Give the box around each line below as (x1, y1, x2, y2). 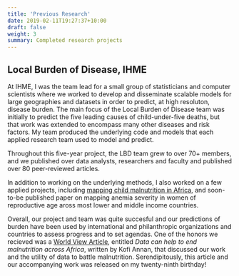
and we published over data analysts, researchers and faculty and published (7, 156, 233, 165)
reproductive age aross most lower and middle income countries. (7, 200, 199, 209)
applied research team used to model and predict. (7, 135, 155, 143)
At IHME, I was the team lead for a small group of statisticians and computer (7, 82, 231, 91)
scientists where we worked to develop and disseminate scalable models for (7, 90, 232, 98)
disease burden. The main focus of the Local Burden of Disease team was (7, 105, 225, 113)
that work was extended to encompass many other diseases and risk (7, 120, 210, 128)
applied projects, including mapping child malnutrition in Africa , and (7, 185, 206, 194)
